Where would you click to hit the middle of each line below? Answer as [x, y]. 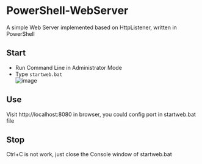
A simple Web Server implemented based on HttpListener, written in [92, 27]
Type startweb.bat [39, 74]
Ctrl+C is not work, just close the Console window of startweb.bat [89, 154]
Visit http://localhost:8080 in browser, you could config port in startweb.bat [101, 114]
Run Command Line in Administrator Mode [68, 67]
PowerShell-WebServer [67, 11]
